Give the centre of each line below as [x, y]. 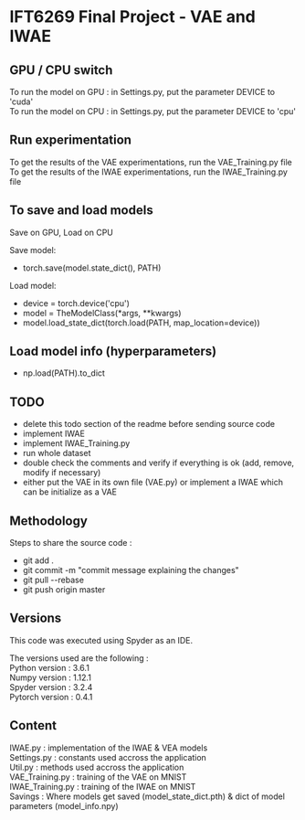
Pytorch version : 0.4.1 [51, 697]
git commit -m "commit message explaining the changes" [131, 570]
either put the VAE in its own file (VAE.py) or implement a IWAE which [152, 483]
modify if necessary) [62, 473]
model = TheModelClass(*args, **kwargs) [102, 313]
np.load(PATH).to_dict [63, 373]
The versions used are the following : [79, 658]
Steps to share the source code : [71, 543]
